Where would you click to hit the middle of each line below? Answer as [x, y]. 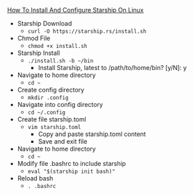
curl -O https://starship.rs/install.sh [87, 31]
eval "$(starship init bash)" [72, 171]
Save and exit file [63, 141]
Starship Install [39, 53]
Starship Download [45, 23]
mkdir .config [48, 98]
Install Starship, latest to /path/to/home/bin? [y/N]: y [112, 68]
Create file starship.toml [52, 119]
